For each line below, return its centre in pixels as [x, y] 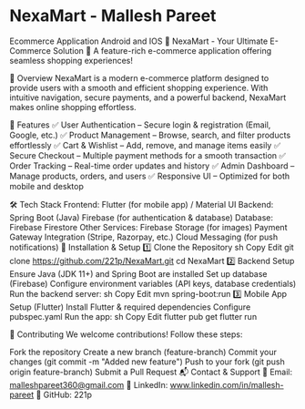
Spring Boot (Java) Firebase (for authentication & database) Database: [141, 217]
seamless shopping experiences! [71, 60]
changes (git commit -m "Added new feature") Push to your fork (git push [147, 362]
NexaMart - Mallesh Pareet [113, 16]
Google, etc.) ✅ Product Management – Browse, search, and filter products [150, 135]
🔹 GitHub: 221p [64, 394]
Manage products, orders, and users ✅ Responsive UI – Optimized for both [150, 176]
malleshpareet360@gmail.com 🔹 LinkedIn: [89, 384]
